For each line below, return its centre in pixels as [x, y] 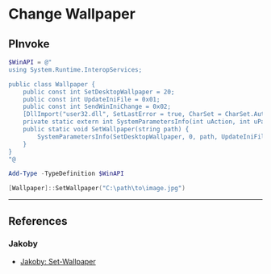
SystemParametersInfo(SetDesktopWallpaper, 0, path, [128, 137]
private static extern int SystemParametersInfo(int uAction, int [137, 122]
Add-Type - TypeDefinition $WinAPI [67, 174]
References [38, 221]
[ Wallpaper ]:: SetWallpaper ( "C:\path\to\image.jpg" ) [97, 189]
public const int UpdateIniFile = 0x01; [92, 99]
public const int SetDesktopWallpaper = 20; [99, 92]
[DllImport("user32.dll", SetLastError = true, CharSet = [122, 114]
